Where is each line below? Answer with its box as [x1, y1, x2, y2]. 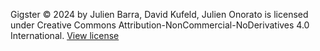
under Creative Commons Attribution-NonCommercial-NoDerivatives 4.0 [10, 19, 310, 31]
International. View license [10, 30, 120, 41]
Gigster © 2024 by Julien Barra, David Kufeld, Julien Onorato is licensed [10, 9, 309, 20]
